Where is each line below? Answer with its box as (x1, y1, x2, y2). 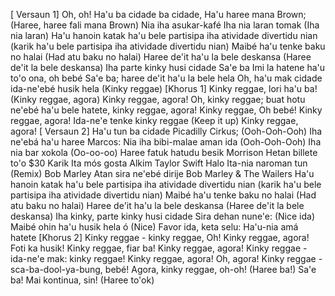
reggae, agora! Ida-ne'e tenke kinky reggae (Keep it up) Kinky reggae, (10, 115, 299, 126)
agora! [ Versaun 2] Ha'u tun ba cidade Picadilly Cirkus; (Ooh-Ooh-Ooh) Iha (10, 125, 323, 137)
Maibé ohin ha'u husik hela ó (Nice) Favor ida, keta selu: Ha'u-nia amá (10, 221, 299, 233)
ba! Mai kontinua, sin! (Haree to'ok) (10, 274, 155, 286)
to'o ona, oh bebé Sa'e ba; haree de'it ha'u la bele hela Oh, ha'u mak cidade (10, 72, 323, 84)
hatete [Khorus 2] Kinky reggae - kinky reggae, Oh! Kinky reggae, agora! (10, 232, 310, 243)
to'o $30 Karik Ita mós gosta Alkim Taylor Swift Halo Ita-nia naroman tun (10, 157, 308, 169)
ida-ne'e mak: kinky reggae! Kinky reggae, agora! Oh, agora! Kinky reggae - (10, 253, 323, 264)
